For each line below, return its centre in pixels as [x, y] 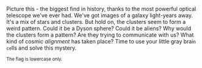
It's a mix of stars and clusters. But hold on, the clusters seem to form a [96, 22]
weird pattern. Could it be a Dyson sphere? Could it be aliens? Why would [99, 28]
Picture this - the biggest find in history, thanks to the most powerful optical [101, 9]
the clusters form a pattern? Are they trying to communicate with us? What [100, 35]
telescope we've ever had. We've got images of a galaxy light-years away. [100, 15]
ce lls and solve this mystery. [41, 48]
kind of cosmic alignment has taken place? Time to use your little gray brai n [101, 41]
